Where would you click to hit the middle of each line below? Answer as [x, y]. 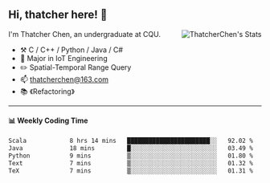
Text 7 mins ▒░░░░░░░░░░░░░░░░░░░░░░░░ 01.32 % [131, 163]
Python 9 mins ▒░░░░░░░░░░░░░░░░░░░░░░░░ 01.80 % [131, 156]
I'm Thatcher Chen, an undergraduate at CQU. [84, 34]
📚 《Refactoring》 [47, 91]
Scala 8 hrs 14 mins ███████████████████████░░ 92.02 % [131, 141]
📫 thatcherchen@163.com [64, 79]
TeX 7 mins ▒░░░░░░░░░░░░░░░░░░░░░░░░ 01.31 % [131, 171]
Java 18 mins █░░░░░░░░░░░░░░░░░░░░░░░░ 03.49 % [131, 148]
